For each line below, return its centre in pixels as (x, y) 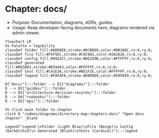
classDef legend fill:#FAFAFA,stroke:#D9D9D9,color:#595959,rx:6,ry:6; (79, 76)
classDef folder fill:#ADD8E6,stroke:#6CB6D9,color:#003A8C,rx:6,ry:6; (79, 50)
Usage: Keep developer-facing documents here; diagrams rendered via (83, 27)
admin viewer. (26, 33)
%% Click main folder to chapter (39, 110)
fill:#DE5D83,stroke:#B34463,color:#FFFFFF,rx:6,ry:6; (62, 67)
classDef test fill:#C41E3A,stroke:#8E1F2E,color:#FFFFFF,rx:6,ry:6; (77, 71)
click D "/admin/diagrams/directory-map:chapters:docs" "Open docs (75, 114)
